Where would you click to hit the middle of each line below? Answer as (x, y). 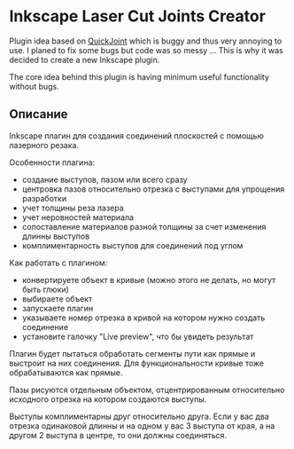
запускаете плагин (58, 308)
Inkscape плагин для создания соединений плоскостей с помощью (136, 136)
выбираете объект (57, 298)
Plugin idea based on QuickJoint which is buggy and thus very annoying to (146, 41)
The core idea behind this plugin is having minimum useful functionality (139, 76)
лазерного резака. (44, 145)
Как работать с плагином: (58, 263)
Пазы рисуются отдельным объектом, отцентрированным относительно (147, 390)
